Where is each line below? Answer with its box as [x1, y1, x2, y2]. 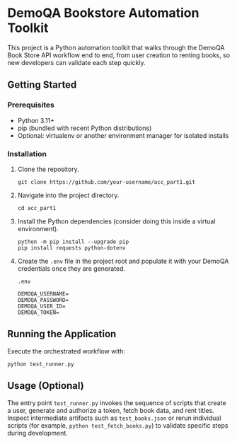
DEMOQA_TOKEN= [17, 309, 59, 316]
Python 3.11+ [17, 116, 55, 124]
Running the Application [7, 328, 117, 340]
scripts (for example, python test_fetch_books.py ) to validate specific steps [7, 421, 229, 429]
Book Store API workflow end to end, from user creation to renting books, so [7, 51, 231, 59]
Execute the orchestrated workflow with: [7, 346, 126, 355]
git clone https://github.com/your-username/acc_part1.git [17, 178, 196, 185]
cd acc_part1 [17, 204, 57, 211]
